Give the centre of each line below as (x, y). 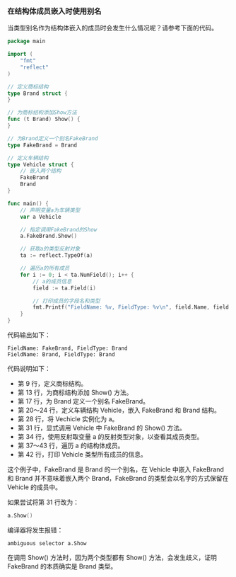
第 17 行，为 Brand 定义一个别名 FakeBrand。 (83, 401)
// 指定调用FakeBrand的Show (59, 229)
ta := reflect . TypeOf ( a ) (57, 256)
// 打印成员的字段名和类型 (66, 301)
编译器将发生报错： (35, 530)
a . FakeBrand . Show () (49, 236)
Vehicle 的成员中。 (35, 487)
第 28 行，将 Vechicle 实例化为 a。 (68, 419)
